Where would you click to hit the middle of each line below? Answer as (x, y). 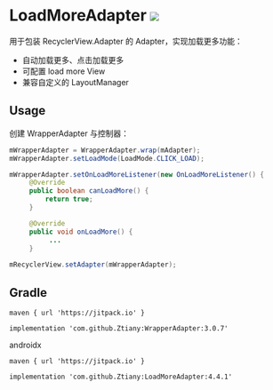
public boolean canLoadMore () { (89, 191)
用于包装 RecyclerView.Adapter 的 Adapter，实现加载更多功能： (126, 41)
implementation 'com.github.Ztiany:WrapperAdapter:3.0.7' (119, 328)
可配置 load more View (64, 71)
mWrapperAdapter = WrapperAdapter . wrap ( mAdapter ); (105, 150)
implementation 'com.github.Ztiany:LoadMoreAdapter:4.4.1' (121, 377)
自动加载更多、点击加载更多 (73, 60)
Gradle (28, 293)
